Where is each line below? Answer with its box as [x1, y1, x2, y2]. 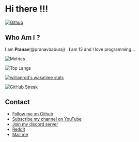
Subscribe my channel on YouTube [12, 116, 82, 122]
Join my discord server [12, 121, 59, 127]
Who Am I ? [5, 33, 40, 42]
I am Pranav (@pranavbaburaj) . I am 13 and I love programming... [5, 46, 135, 52]
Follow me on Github [12, 110, 53, 117]
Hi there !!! [5, 3, 48, 15]
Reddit [12, 126, 25, 132]
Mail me [12, 131, 28, 137]
